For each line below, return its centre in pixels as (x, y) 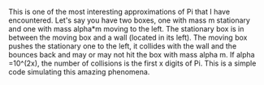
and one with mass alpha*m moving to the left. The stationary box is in (126, 29)
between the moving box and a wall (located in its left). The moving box (128, 37)
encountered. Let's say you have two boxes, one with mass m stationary (129, 20)
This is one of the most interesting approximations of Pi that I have (119, 12)
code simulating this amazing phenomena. (79, 72)
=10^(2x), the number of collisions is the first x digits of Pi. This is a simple (132, 63)
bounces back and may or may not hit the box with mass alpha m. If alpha (132, 55)
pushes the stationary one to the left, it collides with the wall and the (123, 46)
